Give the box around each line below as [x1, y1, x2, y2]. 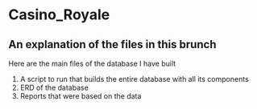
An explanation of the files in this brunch [8, 38, 217, 51]
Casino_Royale [8, 6, 110, 24]
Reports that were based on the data [19, 91, 142, 101]
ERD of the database [19, 83, 89, 92]
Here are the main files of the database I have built [8, 59, 176, 68]
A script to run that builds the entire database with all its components [19, 75, 250, 83]
